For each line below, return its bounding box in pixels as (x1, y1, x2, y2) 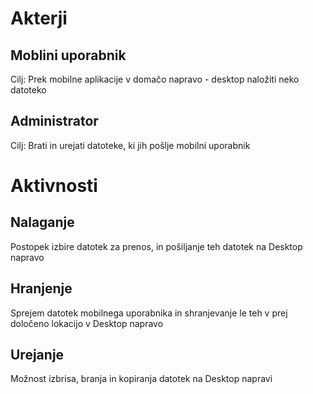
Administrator (10, 113, 99, 130)
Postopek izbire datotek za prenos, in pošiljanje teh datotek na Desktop (10, 240, 303, 252)
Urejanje (10, 347, 65, 364)
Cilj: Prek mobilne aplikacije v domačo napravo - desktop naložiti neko (10, 73, 300, 85)
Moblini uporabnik (10, 47, 127, 64)
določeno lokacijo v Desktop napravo (10, 317, 164, 329)
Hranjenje (10, 280, 73, 297)
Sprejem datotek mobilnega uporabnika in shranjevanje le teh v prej (10, 307, 288, 319)
